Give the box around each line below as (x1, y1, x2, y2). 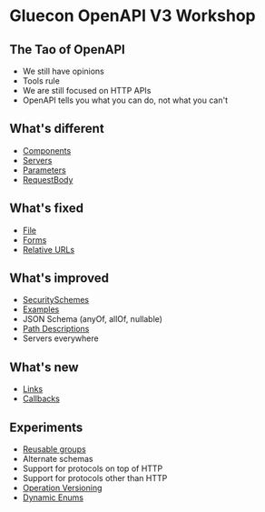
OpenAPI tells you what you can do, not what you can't (22, 95, 229, 105)
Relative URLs (22, 244, 75, 255)
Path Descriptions (22, 324, 90, 335)
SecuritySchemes (22, 295, 89, 306)
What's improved (9, 270, 110, 286)
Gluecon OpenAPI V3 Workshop (9, 5, 256, 26)
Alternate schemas (22, 454, 93, 465)
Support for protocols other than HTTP (22, 473, 168, 484)
